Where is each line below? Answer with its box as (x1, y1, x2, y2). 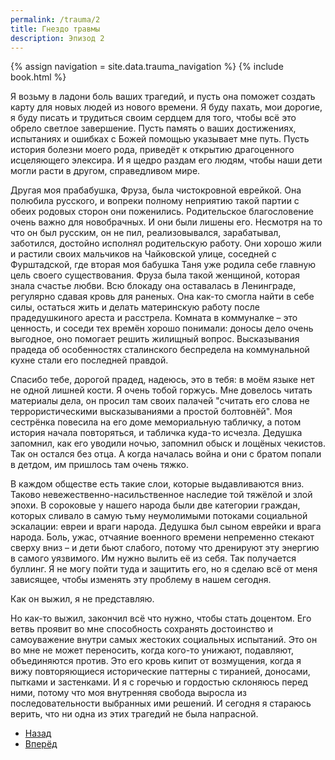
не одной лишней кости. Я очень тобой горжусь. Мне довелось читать (10, 384, 313, 396)
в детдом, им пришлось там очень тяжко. (10, 459, 189, 471)
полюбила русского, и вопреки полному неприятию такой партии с (10, 195, 300, 207)
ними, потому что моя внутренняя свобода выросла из (10, 687, 247, 699)
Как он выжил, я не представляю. (10, 593, 155, 605)
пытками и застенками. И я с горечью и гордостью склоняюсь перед (10, 676, 308, 688)
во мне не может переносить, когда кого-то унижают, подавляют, (10, 644, 294, 656)
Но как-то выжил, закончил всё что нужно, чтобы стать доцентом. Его (10, 612, 312, 625)
